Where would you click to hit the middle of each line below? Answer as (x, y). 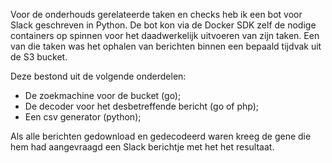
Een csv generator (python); (83, 117)
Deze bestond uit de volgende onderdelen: (98, 76)
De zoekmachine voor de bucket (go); (103, 95)
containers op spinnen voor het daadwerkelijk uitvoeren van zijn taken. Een (165, 35)
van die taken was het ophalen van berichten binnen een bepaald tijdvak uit (166, 46)
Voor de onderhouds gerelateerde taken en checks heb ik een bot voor (156, 14)
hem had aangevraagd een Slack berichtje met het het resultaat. (142, 147)
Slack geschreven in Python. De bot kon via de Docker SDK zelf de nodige (163, 25)
